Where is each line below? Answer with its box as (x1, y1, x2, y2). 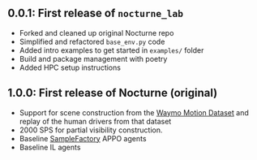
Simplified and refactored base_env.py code (19, 37, 165, 46)
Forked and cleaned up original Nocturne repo (19, 28, 174, 37)
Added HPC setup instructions (19, 63, 121, 72)
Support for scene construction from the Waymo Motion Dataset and (19, 107, 249, 117)
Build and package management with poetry (19, 54, 168, 63)
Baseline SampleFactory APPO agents (19, 133, 147, 143)
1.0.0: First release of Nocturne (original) (7, 86, 218, 100)
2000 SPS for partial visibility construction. (19, 125, 163, 135)
